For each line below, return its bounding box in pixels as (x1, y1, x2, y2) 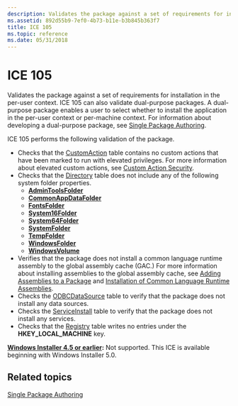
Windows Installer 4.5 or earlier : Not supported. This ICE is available (7, 344, 210, 352)
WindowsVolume (28, 246, 80, 256)
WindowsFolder (28, 239, 76, 248)
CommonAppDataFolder (28, 194, 102, 202)
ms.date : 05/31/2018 (7, 37, 69, 44)
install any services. (17, 314, 76, 323)
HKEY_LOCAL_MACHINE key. (17, 329, 106, 338)
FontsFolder (28, 202, 65, 210)
